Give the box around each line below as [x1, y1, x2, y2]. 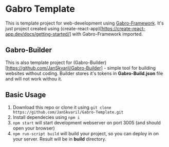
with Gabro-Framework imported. [72, 31, 143, 37]
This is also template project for [5, 59, 72, 66]
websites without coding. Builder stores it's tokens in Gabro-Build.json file [5, 70, 163, 76]
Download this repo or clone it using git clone [12, 104, 111, 110]
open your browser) [12, 125, 55, 131]
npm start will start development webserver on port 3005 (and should [12, 119, 161, 125]
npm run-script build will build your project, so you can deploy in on [12, 130, 159, 136]
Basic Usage [5, 91, 46, 99]
